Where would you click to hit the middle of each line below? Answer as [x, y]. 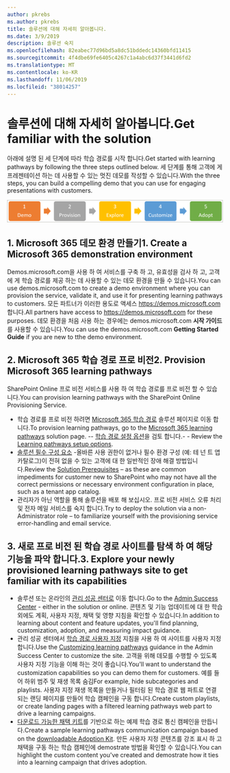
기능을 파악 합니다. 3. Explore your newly [91, 559]
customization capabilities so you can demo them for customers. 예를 [115, 673]
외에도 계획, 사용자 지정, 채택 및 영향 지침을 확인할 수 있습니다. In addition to [118, 615]
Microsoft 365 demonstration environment [100, 255]
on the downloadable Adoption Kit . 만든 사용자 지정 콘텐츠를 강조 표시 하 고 [119, 739]
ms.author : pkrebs [33, 22]
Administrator [36, 516]
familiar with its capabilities [67, 581]
